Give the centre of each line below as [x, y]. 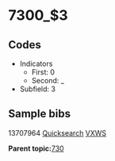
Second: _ [48, 80]
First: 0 [43, 72]
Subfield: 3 [37, 89]
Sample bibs [40, 114]
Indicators [36, 63]
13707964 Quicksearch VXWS [57, 132]
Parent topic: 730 [36, 148]
